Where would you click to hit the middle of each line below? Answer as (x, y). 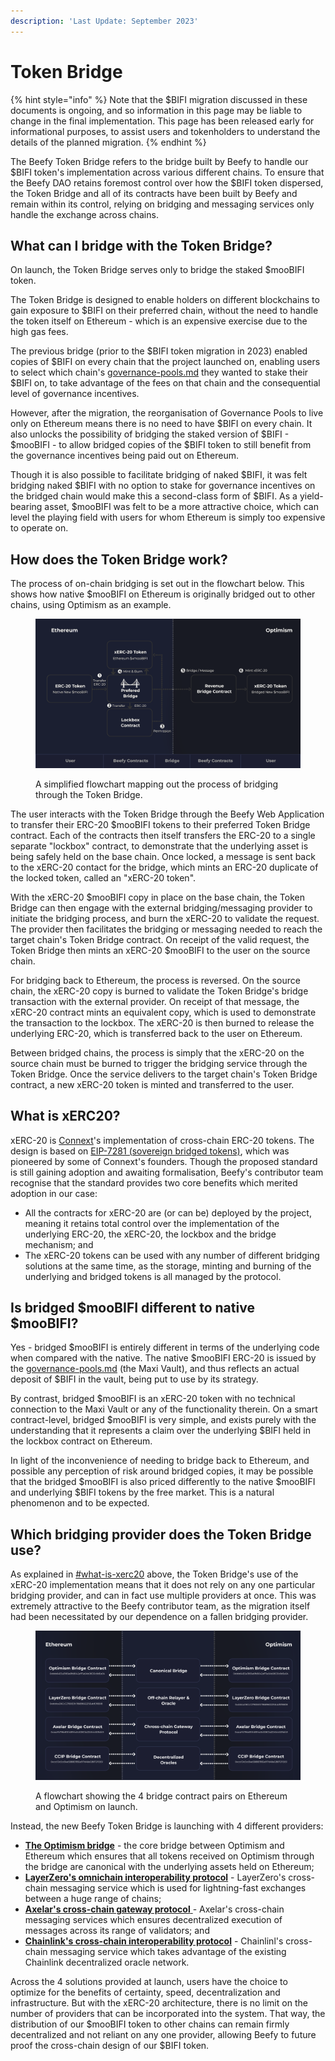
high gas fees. (39, 332)
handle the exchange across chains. (84, 214)
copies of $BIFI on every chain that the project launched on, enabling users (165, 362)
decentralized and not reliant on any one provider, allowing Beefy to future (163, 2034)
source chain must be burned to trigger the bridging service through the (159, 1063)
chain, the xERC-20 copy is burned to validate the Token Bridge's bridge (159, 991)
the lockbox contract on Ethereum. (81, 1441)
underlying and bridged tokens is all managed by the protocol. (153, 1276)
